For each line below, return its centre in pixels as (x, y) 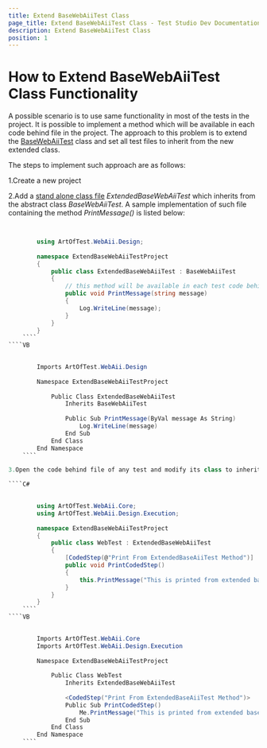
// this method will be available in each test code (154, 286)
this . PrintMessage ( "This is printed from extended (164, 580)
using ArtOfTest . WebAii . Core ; (87, 506)
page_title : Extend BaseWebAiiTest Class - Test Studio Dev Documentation (135, 23)
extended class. (34, 150)
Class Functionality (73, 94)
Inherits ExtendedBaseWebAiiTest (120, 683)
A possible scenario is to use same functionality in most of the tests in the (129, 116)
